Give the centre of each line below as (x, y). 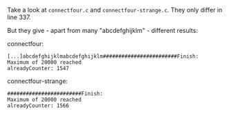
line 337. (19, 17)
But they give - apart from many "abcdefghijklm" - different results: (102, 31)
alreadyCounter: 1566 (38, 106)
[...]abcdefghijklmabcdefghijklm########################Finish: (103, 56)
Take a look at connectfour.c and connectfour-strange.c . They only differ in (115, 10)
